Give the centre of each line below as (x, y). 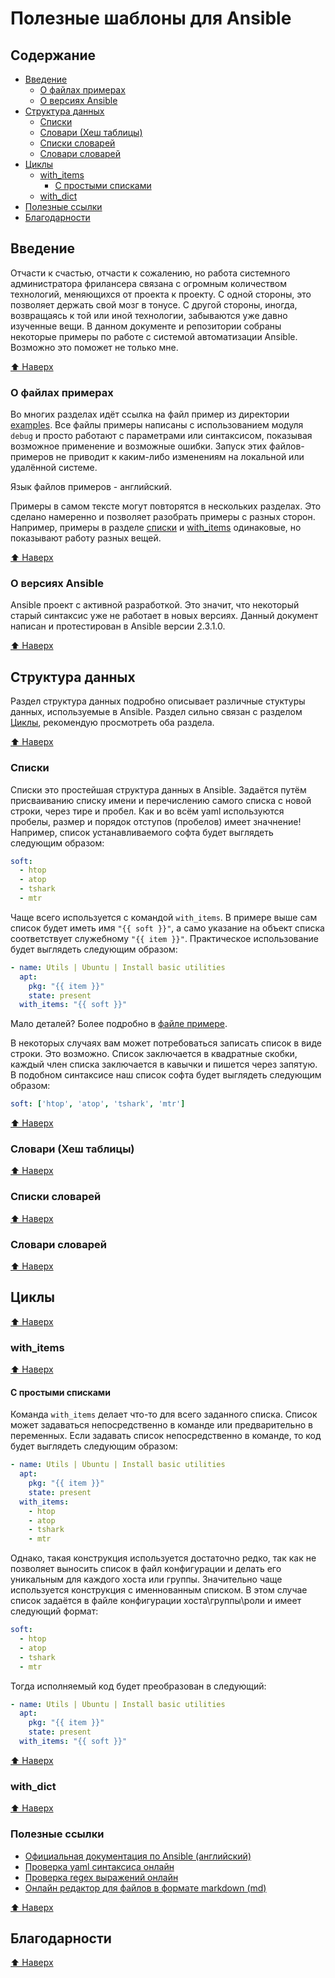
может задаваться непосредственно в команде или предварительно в (161, 1425)
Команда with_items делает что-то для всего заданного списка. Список (164, 1414)
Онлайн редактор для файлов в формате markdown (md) (145, 1888)
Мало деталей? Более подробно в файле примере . (119, 1024)
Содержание (53, 55)
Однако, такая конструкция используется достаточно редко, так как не (163, 1558)
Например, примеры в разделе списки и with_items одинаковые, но (156, 528)
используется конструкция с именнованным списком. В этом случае (159, 1590)
